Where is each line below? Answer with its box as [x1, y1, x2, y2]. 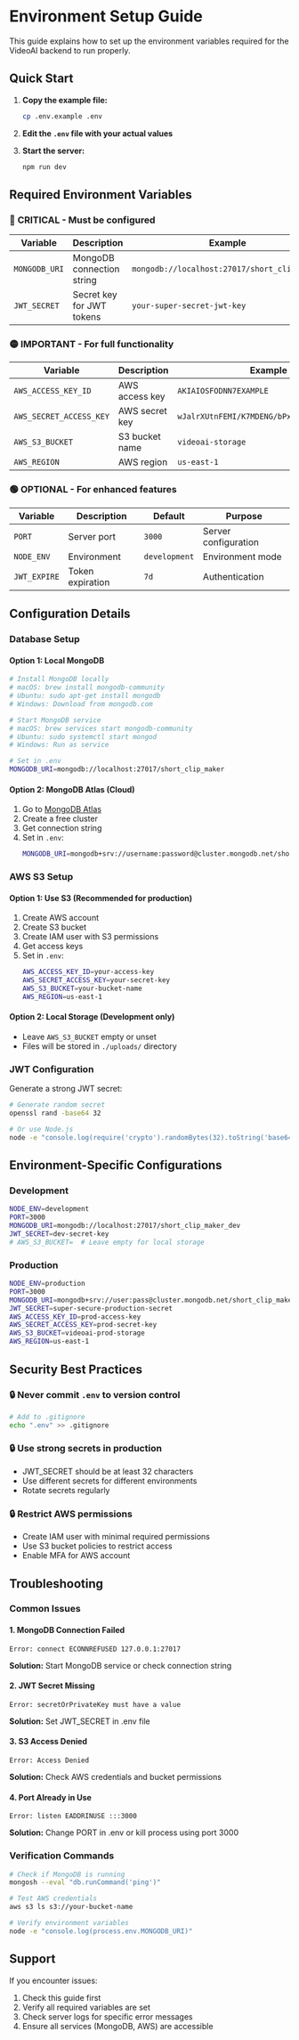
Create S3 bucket [21, 922, 87, 932]
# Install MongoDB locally [9, 675, 109, 684]
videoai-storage [177, 437, 246, 447]
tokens [72, 311, 101, 323]
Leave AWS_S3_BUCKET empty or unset [21, 1031, 158, 1042]
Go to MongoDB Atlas [21, 804, 102, 815]
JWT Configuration [9, 1062, 94, 1075]
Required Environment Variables [9, 187, 193, 202]
